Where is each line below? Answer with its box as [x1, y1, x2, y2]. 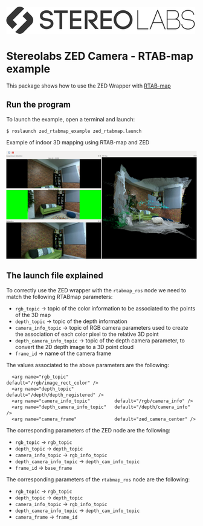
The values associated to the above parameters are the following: [6, 361, 169, 368]
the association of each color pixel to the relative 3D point [14, 330, 159, 338]
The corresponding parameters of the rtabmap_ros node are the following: [6, 475, 190, 483]
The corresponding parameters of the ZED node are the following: [6, 426, 171, 434]
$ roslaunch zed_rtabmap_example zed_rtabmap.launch [6, 128, 142, 134]
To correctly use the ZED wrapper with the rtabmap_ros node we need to [6, 286, 187, 293]
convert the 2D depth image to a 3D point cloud [14, 343, 134, 350]
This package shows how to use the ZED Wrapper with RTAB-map [6, 82, 171, 89]
